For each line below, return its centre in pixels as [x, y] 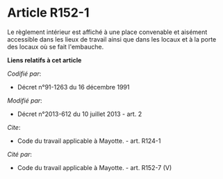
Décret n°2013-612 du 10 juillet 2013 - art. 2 [80, 114]
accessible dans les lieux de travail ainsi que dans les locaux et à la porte [112, 39]
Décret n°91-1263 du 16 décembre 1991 [73, 87]
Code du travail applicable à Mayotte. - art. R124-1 [89, 141]
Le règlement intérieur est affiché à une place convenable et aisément [107, 32]
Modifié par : [25, 100]
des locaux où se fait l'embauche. [56, 46]
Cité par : [20, 154]
